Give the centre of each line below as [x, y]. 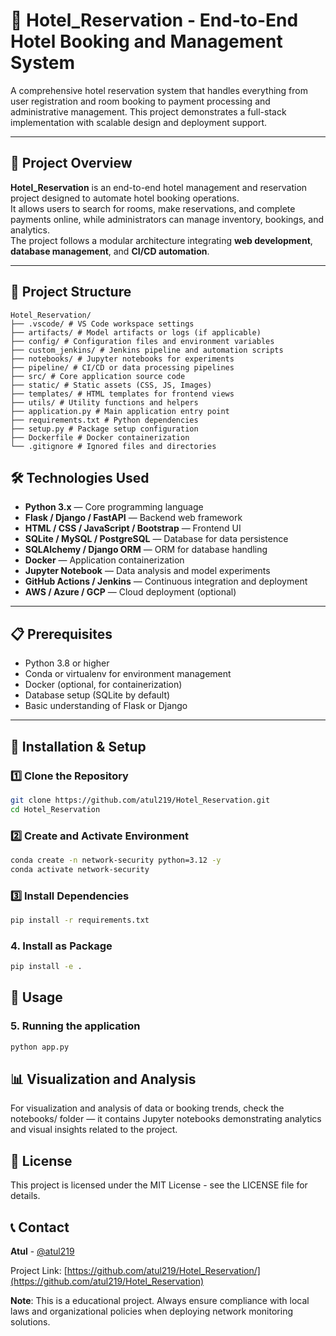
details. [25, 1196]
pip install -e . [46, 967]
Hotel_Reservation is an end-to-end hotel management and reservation [159, 187]
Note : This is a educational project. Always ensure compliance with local [160, 1301]
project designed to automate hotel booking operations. [125, 198]
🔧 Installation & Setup [78, 746]
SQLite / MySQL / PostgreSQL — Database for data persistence [156, 539]
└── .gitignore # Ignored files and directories [113, 446]
